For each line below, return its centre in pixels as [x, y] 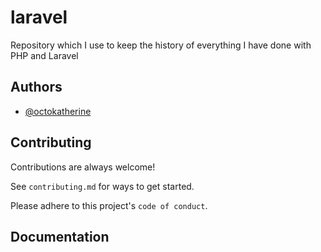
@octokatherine [58, 111]
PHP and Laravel [44, 55]
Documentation [60, 236]
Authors [36, 87]
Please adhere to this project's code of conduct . [109, 205]
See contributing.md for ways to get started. [102, 186]
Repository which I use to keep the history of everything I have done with [161, 45]
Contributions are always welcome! [83, 167]
